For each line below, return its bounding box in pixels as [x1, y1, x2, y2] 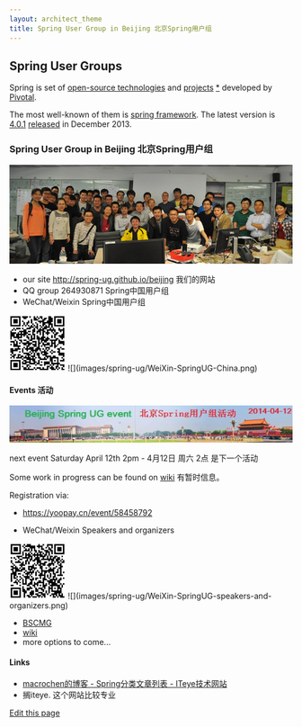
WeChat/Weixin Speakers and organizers [22, 525, 175, 535]
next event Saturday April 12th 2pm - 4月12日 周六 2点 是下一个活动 [9, 453, 259, 463]
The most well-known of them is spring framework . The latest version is [9, 109, 276, 121]
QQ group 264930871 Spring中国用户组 [22, 285, 169, 296]
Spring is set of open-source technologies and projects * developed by [9, 82, 272, 94]
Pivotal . [9, 92, 38, 103]
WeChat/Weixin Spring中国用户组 [22, 297, 147, 307]
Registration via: [9, 489, 69, 500]
